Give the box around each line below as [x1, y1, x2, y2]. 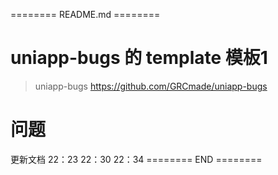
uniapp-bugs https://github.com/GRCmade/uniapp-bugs [34, 80, 268, 92]
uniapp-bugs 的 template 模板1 [10, 47, 268, 69]
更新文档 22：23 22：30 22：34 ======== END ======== [10, 153, 263, 165]
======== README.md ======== [10, 9, 161, 20]
